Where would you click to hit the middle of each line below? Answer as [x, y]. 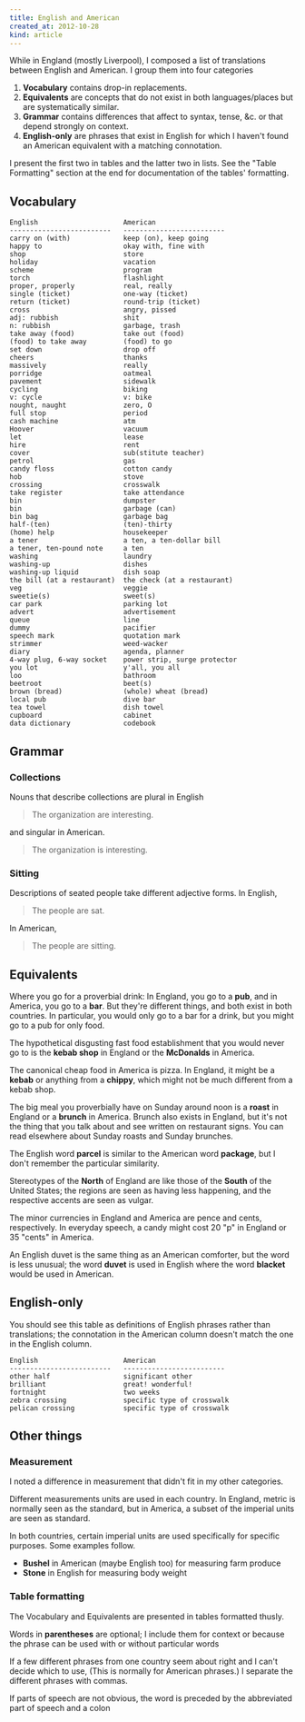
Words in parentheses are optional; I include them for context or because [147, 1634]
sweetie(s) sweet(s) [83, 596]
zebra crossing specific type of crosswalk [119, 1400]
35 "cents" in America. [52, 1237]
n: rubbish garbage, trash [95, 326]
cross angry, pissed [93, 310]
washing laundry [81, 557]
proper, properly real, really [91, 286]
